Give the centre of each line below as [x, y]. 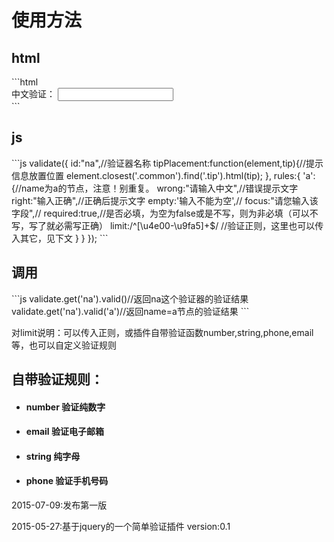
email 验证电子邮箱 [64, 432]
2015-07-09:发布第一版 [59, 505]
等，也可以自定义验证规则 [64, 345]
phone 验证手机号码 [67, 481]
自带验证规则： [57, 379]
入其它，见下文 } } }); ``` [60, 238]
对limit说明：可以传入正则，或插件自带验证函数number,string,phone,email [162, 332]
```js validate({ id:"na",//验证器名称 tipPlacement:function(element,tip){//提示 [167, 163]
